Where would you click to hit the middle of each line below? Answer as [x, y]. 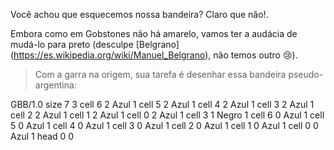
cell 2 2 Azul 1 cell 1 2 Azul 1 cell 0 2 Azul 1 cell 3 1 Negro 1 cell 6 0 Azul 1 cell [167, 115]
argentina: [55, 85]
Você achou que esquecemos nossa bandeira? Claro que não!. [139, 14]
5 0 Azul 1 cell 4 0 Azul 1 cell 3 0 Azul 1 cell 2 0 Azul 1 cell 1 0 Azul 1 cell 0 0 [164, 125]
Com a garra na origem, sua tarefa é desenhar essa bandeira [160, 74]
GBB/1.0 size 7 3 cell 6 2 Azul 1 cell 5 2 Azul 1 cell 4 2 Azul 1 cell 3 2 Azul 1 [162, 104]
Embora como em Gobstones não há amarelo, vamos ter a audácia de [154, 33]
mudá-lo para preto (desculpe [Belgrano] [95, 44]
